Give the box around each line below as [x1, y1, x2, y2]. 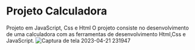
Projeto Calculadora [6, 4, 107, 18]
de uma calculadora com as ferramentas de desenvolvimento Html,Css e [6, 30, 186, 37]
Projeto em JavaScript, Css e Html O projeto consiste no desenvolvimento [6, 24, 189, 31]
